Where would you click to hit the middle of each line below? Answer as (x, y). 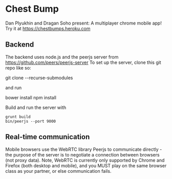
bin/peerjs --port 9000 (31, 121)
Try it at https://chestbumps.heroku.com (48, 28)
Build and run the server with (36, 107)
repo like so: (18, 68)
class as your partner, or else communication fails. (58, 171)
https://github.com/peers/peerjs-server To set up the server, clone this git (83, 62)
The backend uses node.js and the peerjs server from (62, 57)
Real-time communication (48, 137)
